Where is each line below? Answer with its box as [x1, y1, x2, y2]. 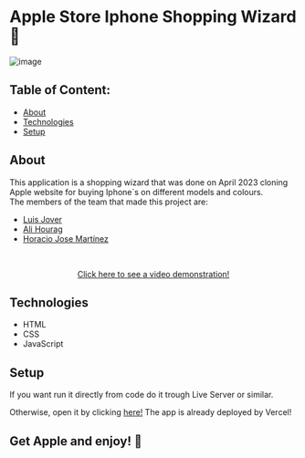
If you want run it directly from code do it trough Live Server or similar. [9, 390, 274, 401]
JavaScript [22, 338, 64, 349]
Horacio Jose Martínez [22, 233, 110, 244]
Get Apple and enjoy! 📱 [9, 433, 143, 449]
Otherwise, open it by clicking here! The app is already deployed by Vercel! [9, 407, 292, 418]
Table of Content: [9, 82, 111, 98]
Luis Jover [22, 213, 62, 224]
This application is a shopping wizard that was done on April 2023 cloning [9, 176, 289, 188]
